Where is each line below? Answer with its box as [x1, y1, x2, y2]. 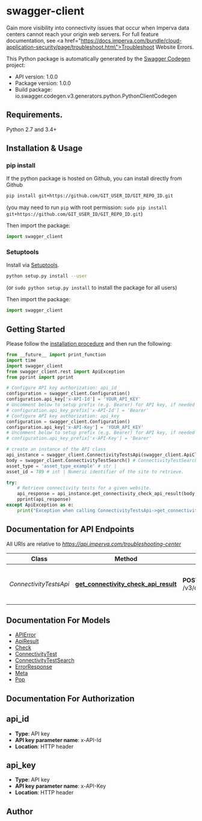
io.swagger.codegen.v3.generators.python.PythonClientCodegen [14, 92, 177, 99]
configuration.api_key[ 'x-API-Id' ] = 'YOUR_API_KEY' [6, 396, 141, 402]
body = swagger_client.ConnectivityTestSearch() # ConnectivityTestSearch [6, 457, 198, 463]
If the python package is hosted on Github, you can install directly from [6, 175, 182, 182]
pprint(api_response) [17, 496, 71, 502]
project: [6, 61, 26, 69]
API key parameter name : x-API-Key [14, 782, 106, 790]
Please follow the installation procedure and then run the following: [6, 340, 172, 348]
